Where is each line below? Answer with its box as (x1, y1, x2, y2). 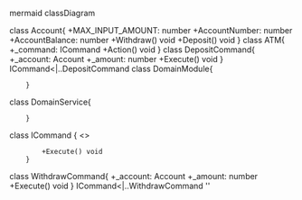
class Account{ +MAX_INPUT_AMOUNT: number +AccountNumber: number (9, 25, 293, 35)
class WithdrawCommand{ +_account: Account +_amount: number (9, 171, 259, 181)
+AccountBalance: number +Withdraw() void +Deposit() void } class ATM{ (9, 35, 286, 45)
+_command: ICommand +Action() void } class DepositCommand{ (9, 44, 256, 55)
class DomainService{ (9, 96, 92, 107)
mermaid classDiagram (9, 8, 96, 18)
